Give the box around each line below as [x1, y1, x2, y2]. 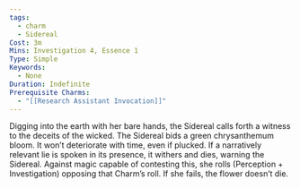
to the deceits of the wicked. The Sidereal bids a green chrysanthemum [9, 131, 275, 141]
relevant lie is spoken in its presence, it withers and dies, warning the [9, 150, 265, 160]
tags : [9, 13, 30, 22]
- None [17, 72, 42, 81]
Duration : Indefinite [9, 80, 91, 89]
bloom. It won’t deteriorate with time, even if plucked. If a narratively [9, 140, 262, 150]
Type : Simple [9, 55, 58, 64]
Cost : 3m [9, 38, 42, 47]
